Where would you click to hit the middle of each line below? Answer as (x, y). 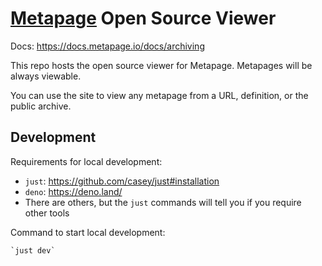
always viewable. (46, 76)
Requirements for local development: (86, 161)
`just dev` (33, 250)
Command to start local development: (88, 232)
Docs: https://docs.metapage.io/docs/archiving (107, 46)
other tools (47, 213)
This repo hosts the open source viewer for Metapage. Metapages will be (161, 65)
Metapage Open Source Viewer (143, 18)
